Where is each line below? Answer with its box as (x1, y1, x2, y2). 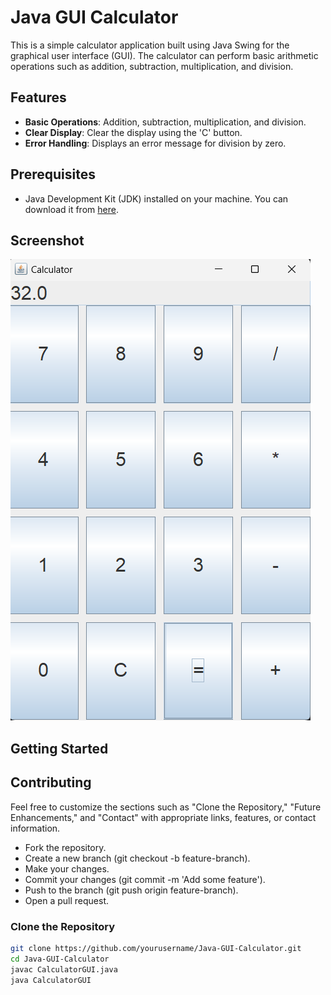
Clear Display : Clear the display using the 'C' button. (24, 126, 243, 138)
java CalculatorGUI (10, 975, 92, 985)
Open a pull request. (24, 894, 110, 906)
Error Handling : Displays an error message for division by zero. (24, 137, 287, 149)
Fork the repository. (24, 841, 107, 853)
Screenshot (10, 232, 85, 249)
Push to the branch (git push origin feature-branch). (24, 884, 239, 896)
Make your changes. (24, 862, 110, 875)
